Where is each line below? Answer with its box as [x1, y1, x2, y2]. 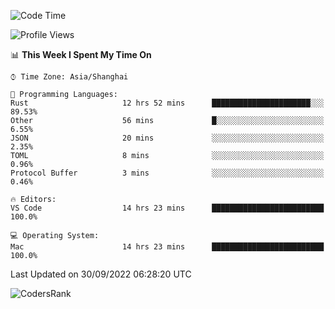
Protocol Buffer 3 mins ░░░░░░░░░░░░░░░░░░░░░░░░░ [10, 168, 325, 178]
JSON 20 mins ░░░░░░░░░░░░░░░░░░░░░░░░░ [10, 133, 325, 143]
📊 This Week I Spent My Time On [10, 49, 152, 60]
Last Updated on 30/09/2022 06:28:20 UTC [10, 268, 192, 280]
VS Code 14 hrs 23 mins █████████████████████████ [10, 203, 325, 213]
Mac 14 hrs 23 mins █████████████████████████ [10, 242, 325, 252]
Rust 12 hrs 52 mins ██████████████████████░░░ [10, 98, 325, 108]
